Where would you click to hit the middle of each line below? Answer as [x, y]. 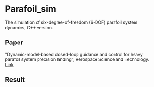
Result [15, 80]
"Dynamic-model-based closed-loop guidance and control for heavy [74, 54]
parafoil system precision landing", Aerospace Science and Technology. [77, 59]
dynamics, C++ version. [29, 27]
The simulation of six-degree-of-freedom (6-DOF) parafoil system [71, 22]
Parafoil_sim [30, 9]
